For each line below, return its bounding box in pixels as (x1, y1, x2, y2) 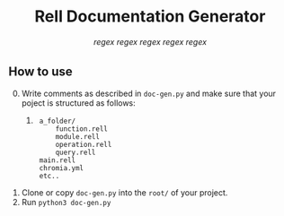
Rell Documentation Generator (34, 6, 266, 27)
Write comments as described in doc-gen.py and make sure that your (21, 88, 276, 99)
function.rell (55, 124, 109, 134)
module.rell (55, 132, 101, 141)
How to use (8, 65, 73, 80)
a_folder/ (39, 117, 76, 125)
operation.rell (55, 140, 112, 149)
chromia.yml (39, 163, 84, 172)
